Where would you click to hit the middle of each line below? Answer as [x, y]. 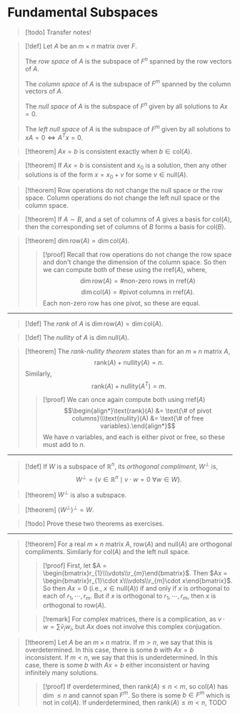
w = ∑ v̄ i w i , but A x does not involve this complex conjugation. [132, 627]
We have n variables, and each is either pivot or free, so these [134, 437]
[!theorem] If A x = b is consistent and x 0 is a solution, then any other [126, 166]
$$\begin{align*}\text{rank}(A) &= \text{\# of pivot [138, 411]
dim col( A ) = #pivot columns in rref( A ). [138, 292]
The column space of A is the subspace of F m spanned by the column [128, 83]
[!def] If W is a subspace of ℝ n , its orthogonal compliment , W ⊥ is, [121, 466]
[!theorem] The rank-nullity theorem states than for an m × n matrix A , [127, 351]
